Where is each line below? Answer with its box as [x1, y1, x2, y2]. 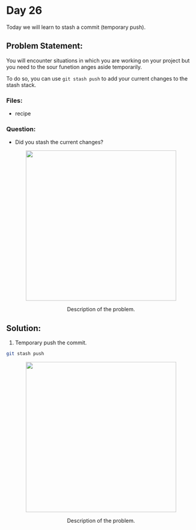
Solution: [6, 323, 41, 334]
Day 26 [6, 4, 43, 17]
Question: [6, 124, 36, 133]
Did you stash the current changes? [14, 139, 103, 146]
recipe [14, 110, 31, 117]
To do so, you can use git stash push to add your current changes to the [6, 75, 188, 82]
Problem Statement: [6, 41, 83, 51]
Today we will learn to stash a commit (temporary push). [6, 23, 146, 31]
